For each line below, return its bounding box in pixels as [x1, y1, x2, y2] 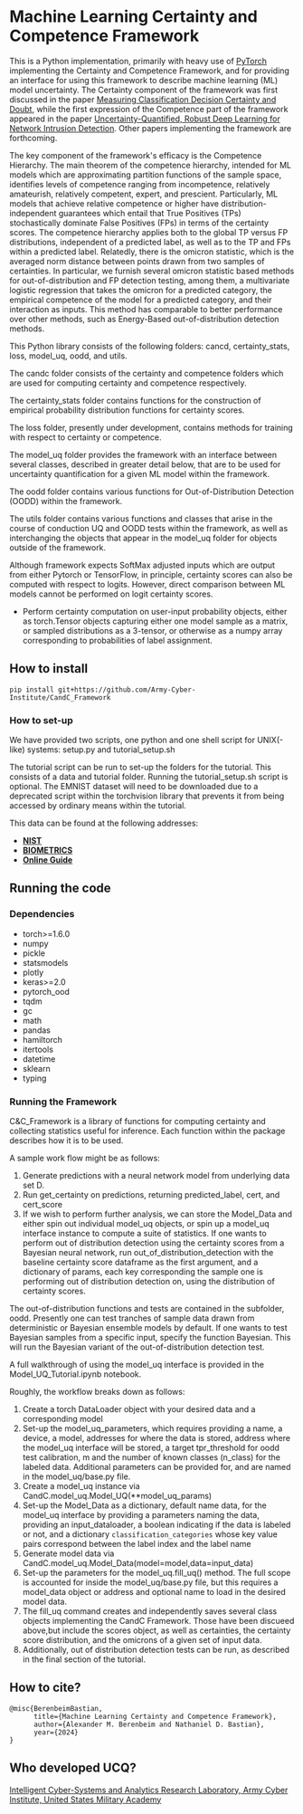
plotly [22, 967, 44, 978]
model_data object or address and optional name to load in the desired [22, 1587, 287, 1598]
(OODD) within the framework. [9, 495, 123, 506]
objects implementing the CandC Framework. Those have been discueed [22, 1616, 295, 1627]
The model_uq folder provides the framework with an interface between [9, 449, 278, 460]
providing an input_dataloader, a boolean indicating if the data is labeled [22, 1519, 291, 1531]
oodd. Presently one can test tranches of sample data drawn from [9, 1313, 255, 1323]
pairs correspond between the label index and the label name [22, 1539, 251, 1550]
